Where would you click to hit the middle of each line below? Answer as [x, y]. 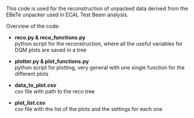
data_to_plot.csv [35, 85]
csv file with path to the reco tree [55, 91]
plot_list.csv [30, 103]
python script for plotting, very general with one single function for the [99, 68]
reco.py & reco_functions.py [50, 37]
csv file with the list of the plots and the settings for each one [89, 109]
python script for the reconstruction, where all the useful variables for [98, 44]
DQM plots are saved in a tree [50, 50]
